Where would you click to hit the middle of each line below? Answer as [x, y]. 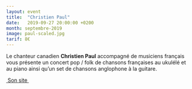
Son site [17, 80]
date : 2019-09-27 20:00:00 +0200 [50, 23]
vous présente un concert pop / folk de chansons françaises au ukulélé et [96, 62]
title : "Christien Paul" [38, 17]
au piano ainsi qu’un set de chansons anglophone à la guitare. [82, 69]
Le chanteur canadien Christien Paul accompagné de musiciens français [95, 56]
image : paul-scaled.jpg [36, 34]
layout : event [24, 12]
